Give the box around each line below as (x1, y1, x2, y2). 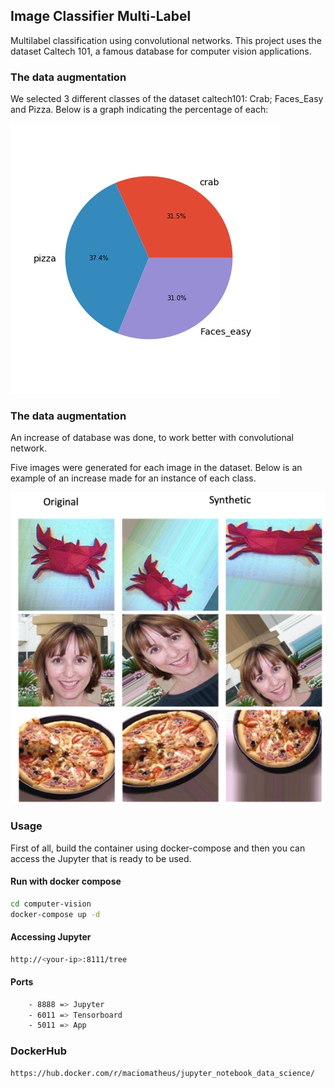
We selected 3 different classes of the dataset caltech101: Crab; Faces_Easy (10, 93, 324, 105)
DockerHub (10, 1044, 67, 1058)
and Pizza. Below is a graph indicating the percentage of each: (10, 104, 269, 116)
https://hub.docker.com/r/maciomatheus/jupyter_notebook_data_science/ (10, 1068, 315, 1078)
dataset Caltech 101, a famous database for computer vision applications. (10, 45, 312, 57)
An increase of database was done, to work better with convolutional (10, 432, 295, 444)
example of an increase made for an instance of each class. (10, 472, 257, 484)
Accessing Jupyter (10, 931, 92, 943)
